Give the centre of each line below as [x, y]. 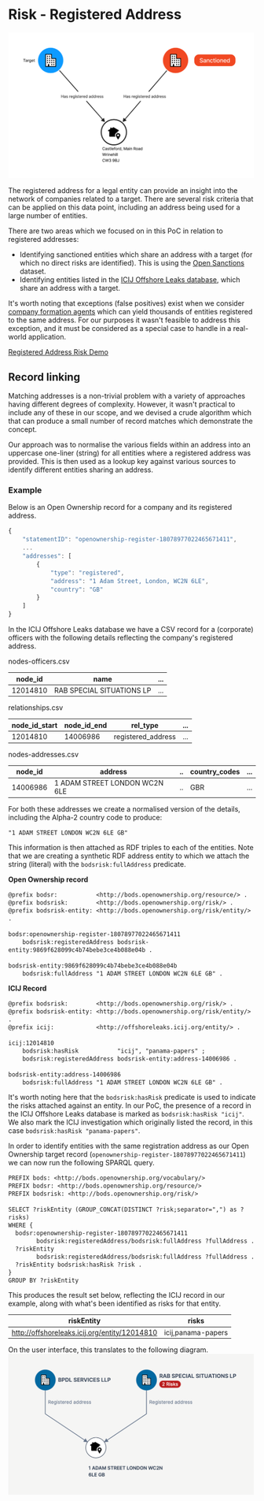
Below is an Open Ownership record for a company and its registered [120, 507]
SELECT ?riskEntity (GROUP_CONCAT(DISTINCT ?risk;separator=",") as [123, 1209]
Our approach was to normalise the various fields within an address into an [130, 445]
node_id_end [86, 725]
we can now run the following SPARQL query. [81, 1162]
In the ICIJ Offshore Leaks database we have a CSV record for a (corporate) [131, 630]
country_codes [215, 772]
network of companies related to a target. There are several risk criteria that [131, 199]
